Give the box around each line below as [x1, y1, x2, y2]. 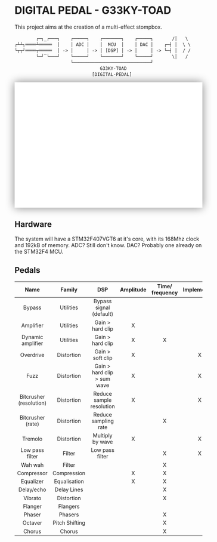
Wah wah [21, 461, 44, 469]
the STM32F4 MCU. [14, 248, 64, 255]
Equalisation [54, 478, 84, 485]
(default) [91, 310, 114, 318]
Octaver [22, 519, 42, 526]
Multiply [92, 432, 113, 439]
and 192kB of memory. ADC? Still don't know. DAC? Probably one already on [14, 241, 202, 248]
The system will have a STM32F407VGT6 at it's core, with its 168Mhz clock [14, 235, 200, 242]
